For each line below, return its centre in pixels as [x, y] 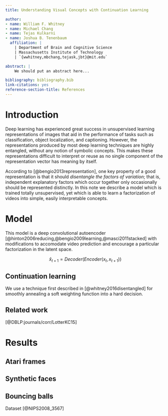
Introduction [32, 115]
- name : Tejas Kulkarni [30, 34]
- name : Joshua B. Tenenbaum [36, 38]
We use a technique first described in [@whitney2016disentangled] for [79, 289]
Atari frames [25, 361]
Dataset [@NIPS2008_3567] [35, 408]
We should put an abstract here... [52, 71]
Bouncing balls [29, 396]
